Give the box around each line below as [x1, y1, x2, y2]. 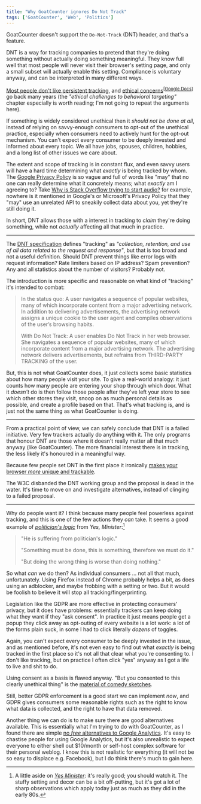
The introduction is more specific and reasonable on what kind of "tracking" [6, 278, 193, 285]
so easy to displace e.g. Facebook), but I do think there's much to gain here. [6, 754, 194, 762]
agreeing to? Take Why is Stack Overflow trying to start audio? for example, [6, 186, 193, 193]
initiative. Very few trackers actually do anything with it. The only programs [6, 431, 191, 438]
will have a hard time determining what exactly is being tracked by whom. [6, 167, 187, 174]
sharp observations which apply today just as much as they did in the [14, 784, 186, 791]
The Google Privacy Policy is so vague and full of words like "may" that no [6, 173, 190, 181]
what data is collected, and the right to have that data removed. [6, 705, 163, 712]
